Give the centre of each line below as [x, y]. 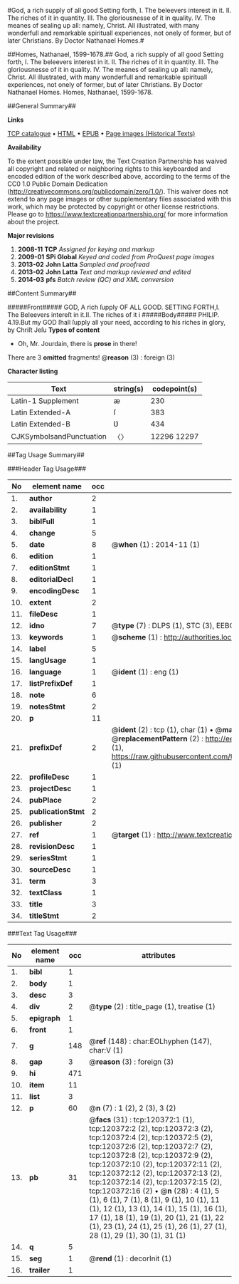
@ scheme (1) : [137, 637]
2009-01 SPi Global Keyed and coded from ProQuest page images [116, 257]
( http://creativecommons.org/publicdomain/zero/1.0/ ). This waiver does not [118, 191]
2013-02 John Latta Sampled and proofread [84, 264]
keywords [47, 637]
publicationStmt [57, 811]
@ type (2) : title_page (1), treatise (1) [152, 1007]
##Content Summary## [42, 293]
